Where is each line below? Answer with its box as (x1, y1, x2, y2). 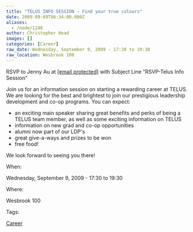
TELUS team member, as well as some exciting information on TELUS (14, 115, 182, 123)
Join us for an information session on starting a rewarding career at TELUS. (6, 85, 188, 92)
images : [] (6, 36, 33, 41)
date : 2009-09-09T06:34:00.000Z (6, 14, 85, 20)
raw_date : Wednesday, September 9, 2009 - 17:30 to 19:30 (6, 47, 150, 53)
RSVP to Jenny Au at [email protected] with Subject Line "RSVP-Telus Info (6, 68, 184, 75)
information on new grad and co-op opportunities (14, 122, 135, 129)
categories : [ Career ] (6, 41, 59, 47)
